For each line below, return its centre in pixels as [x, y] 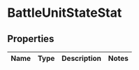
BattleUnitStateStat [65, 13]
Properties [31, 39]
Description [81, 58]
